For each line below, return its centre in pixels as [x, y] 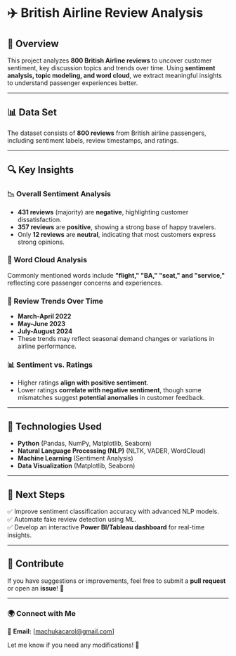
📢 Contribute [36, 564]
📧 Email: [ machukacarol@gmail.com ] [61, 631]
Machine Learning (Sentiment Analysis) [75, 458]
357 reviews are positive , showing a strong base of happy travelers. [117, 227]
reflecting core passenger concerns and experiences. [85, 283]
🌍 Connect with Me [41, 613]
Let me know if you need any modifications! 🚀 [73, 645]
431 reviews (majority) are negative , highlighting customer [103, 212]
